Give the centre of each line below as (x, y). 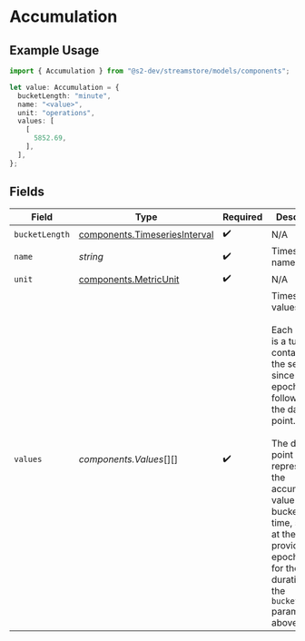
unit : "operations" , (56, 113)
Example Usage (54, 50)
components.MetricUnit (129, 279)
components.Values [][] (128, 459)
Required (242, 217)
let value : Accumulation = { (64, 87)
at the (284, 535)
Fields (27, 192)
